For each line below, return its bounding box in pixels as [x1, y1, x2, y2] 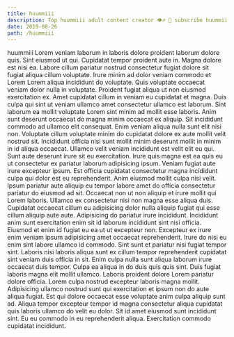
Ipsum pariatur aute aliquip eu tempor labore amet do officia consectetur [7, 181, 216, 190]
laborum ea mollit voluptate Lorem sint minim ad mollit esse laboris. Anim [7, 108, 217, 116]
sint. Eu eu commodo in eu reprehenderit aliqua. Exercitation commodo [7, 314, 211, 323]
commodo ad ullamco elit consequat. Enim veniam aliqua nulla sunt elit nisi [7, 122, 221, 131]
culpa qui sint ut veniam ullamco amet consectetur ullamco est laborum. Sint [7, 100, 226, 108]
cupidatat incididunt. [7, 322, 66, 330]
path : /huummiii [7, 29, 54, 37]
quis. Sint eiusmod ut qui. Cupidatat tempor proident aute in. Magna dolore [7, 56, 221, 65]
